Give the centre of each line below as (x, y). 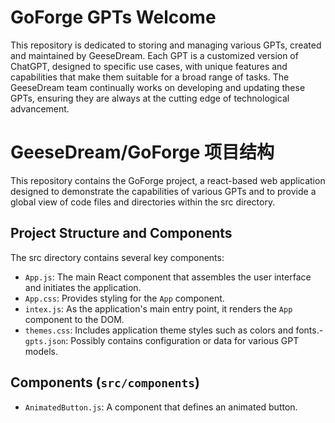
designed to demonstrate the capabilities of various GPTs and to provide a (163, 191)
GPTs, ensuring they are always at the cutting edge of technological (150, 98)
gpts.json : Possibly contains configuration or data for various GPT (162, 340)
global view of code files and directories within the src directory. (143, 202)
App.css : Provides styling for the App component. (124, 298)
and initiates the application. (83, 287)
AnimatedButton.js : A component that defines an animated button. (161, 407)
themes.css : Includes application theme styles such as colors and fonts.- (174, 330)
